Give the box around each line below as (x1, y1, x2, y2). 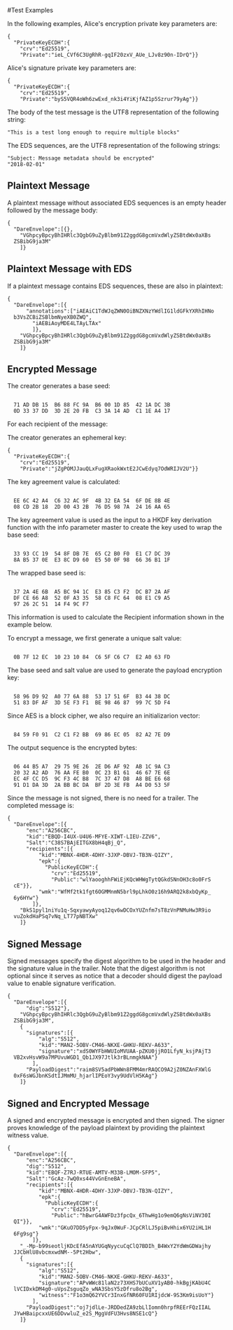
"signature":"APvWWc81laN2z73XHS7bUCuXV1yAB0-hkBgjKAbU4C (38, 1280, 211, 1287)
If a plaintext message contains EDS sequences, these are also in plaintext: (7, 282, 223, 290)
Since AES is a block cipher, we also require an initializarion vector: (7, 711, 201, 720)
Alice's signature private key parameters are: (7, 64, 136, 72)
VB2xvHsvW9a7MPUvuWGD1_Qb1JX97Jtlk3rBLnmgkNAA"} (13, 1054, 158, 1061)
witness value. (7, 1131, 49, 1139)
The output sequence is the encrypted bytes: (7, 743, 138, 752)
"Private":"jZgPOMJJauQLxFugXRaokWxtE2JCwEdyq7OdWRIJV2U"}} (20, 465, 199, 472)
